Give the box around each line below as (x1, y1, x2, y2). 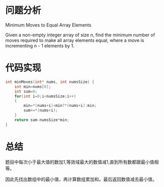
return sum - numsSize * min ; (14, 117, 70, 123)
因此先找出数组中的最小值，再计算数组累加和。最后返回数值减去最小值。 (5, 176, 157, 182)
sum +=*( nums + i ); (23, 108, 58, 113)
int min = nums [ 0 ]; (14, 84, 51, 89)
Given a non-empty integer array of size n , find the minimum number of (5, 32, 155, 38)
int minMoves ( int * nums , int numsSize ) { (5, 79, 95, 84)
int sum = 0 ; (14, 89, 38, 94)
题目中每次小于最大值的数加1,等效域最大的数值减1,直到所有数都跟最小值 (5, 159, 154, 165)
